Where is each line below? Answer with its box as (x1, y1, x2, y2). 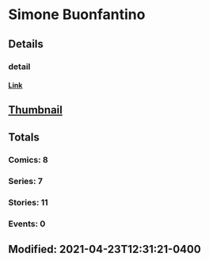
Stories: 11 (8, 197, 49, 208)
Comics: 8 (8, 154, 49, 165)
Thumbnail (8, 103, 63, 117)
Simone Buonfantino (8, 6, 146, 24)
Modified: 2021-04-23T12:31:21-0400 (8, 242, 202, 255)
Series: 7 (8, 175, 44, 186)
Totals (8, 130, 40, 144)
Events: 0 (8, 218, 46, 229)
